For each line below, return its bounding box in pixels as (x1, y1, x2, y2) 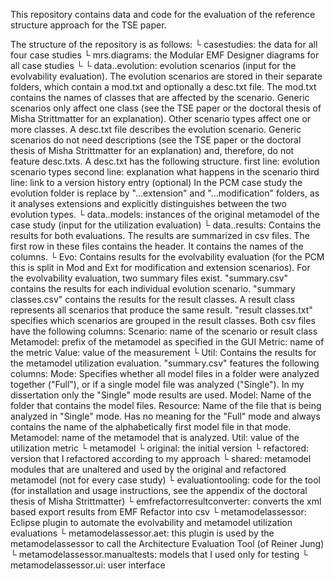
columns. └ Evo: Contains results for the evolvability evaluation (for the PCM (10, 251, 325, 263)
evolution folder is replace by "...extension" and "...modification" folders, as (10, 187, 320, 199)
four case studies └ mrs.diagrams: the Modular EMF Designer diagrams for (10, 49, 320, 61)
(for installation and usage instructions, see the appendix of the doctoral (10, 485, 308, 496)
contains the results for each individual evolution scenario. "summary (10, 283, 296, 294)
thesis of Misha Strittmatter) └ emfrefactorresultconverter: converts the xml (10, 495, 322, 507)
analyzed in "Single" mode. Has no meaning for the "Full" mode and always (10, 410, 321, 422)
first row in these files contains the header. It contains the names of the (10, 240, 304, 252)
